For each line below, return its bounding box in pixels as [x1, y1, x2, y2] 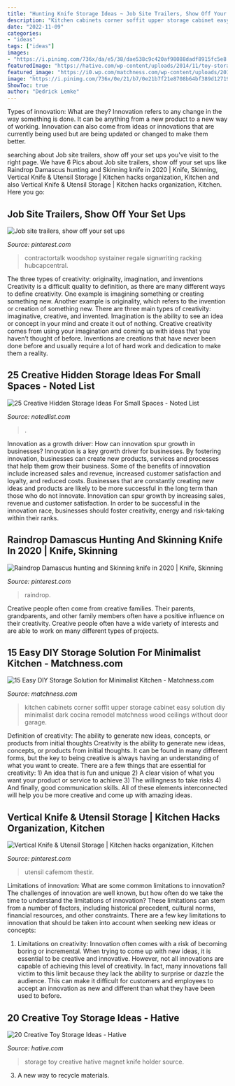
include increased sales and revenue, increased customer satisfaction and [7, 469, 222, 478]
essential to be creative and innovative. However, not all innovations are [17, 955, 224, 963]
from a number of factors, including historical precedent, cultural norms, [7, 903, 215, 913]
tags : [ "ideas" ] [7, 43, 55, 50]
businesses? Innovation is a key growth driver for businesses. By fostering [7, 447, 222, 455]
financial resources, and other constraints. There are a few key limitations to [7, 911, 227, 920]
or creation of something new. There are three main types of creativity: [7, 304, 211, 313]
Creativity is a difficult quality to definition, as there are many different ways [7, 282, 226, 290]
